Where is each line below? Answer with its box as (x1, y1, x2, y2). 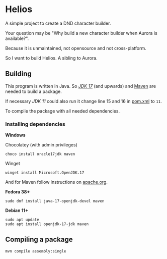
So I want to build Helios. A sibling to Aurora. (5, 55, 98, 61)
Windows (5, 132, 26, 138)
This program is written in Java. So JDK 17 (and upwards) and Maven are (5, 83, 156, 89)
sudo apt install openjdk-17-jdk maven (5, 222, 89, 227)
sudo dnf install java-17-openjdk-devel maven (5, 198, 105, 204)
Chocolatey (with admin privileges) (5, 142, 78, 148)
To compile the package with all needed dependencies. (5, 108, 120, 114)
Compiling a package (5, 235, 73, 244)
